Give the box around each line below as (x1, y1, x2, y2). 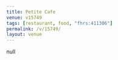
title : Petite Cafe (6, 8, 56, 15)
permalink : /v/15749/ (6, 25, 61, 32)
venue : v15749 (6, 15, 43, 21)
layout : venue (6, 32, 43, 38)
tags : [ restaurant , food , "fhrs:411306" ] (6, 20, 113, 26)
